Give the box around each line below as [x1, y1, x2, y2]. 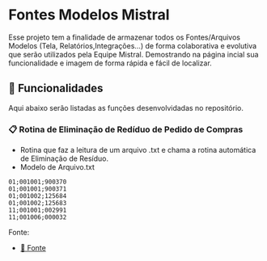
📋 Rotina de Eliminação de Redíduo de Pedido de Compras [8, 124, 244, 135]
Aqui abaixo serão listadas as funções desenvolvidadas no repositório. [8, 103, 244, 112]
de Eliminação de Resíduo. [19, 154, 109, 163]
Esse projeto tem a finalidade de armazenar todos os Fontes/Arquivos [8, 32, 241, 42]
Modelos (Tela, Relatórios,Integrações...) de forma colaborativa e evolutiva [8, 40, 257, 50]
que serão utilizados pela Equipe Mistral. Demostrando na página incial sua [8, 49, 259, 59]
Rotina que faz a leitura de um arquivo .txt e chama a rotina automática [19, 145, 256, 155]
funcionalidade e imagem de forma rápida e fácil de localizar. [8, 58, 212, 68]
